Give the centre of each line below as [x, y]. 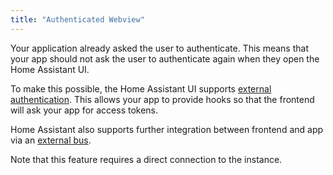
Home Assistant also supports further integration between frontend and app [167, 129]
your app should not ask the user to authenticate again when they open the [165, 58]
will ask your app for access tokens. [84, 110]
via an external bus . [51, 140]
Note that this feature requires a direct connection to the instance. [146, 159]
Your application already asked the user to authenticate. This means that [159, 48]
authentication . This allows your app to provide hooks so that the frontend [162, 99]
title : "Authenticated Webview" [77, 19]
